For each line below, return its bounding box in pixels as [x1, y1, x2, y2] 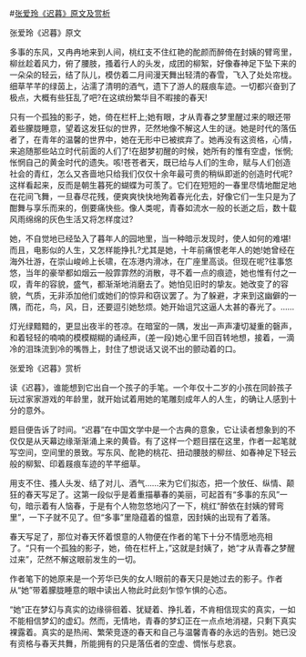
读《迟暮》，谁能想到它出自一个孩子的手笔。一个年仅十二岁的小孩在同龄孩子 [9, 382, 293, 393]
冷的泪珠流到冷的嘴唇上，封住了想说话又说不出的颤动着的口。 [9, 344, 241, 354]
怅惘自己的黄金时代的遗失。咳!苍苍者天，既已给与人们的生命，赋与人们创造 [9, 157, 291, 167]
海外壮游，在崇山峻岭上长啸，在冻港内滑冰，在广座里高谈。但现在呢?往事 [9, 256, 285, 267]
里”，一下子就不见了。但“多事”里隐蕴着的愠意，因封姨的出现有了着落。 [9, 512, 276, 522]
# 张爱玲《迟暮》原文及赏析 [9, 8, 111, 18]
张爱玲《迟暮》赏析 [9, 363, 82, 373]
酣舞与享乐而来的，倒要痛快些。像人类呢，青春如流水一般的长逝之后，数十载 [9, 203, 297, 213]
